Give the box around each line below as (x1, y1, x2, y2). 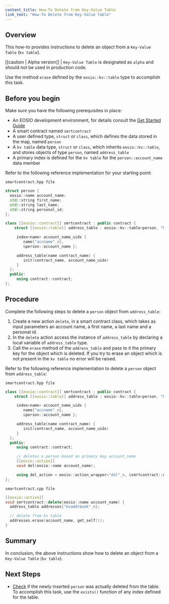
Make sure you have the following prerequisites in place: (5, 108, 122, 114)
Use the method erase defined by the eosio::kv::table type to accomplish (5, 74, 160, 81)
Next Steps (5, 570, 41, 579)
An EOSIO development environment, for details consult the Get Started (12, 117, 161, 123)
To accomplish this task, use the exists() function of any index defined (12, 588, 161, 594)
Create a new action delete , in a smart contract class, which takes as (12, 318, 156, 324)
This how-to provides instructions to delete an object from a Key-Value (5, 44, 151, 50)
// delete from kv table (10, 513, 62, 518)
